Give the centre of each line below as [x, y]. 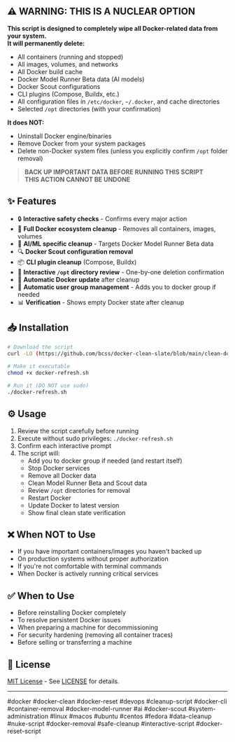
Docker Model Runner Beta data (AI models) [81, 79]
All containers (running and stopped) [70, 57]
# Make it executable [39, 367]
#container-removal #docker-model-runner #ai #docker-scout [97, 708]
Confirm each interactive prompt [64, 446]
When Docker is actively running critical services [88, 574]
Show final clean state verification [77, 512]
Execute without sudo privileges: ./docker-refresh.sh [95, 438]
